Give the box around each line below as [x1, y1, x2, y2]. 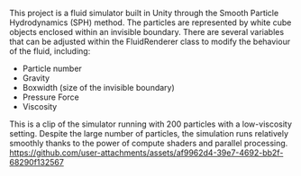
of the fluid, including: [9, 46, 91, 57]
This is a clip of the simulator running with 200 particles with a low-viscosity [9, 119, 293, 129]
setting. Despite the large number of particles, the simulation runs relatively [9, 128, 288, 138]
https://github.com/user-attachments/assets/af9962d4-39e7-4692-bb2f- [9, 147, 284, 158]
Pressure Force [22, 92, 79, 102]
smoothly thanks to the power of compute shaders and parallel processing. [9, 138, 288, 148]
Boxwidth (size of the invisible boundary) [22, 83, 176, 92]
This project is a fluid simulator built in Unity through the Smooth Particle [9, 8, 279, 18]
